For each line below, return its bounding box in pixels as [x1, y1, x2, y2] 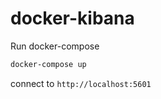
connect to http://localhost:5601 [10, 77, 152, 89]
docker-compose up [10, 59, 87, 69]
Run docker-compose [10, 40, 100, 52]
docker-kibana [10, 7, 135, 30]
